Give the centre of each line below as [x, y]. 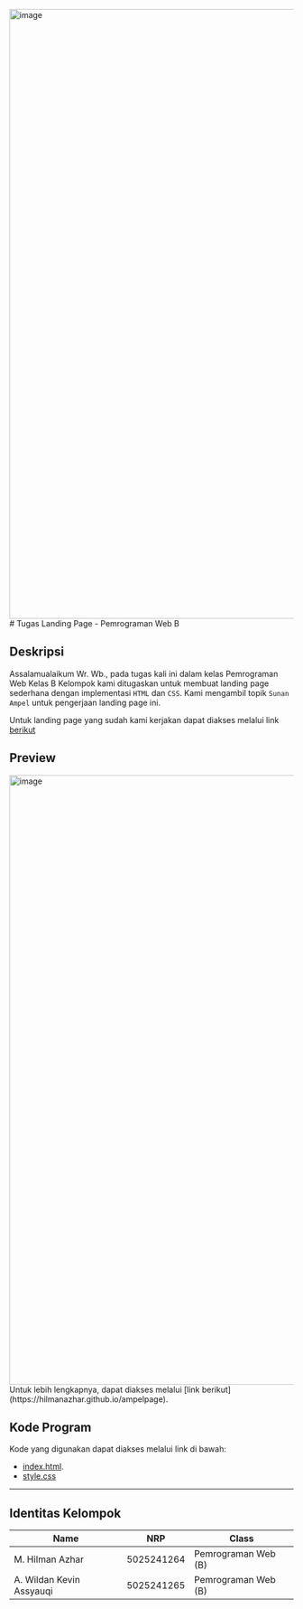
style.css [39, 1476]
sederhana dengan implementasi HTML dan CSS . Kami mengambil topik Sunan [149, 692]
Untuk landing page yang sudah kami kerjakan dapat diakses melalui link [144, 720]
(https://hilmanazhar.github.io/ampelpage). [89, 1399]
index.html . [43, 1467]
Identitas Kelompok [65, 1513]
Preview [33, 758]
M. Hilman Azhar [49, 1559]
